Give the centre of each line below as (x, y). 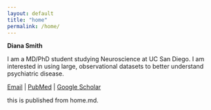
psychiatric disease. (36, 74)
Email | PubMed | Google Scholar (54, 87)
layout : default (30, 13)
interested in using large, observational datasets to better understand (105, 67)
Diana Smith (25, 46)
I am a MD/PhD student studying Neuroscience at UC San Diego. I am (106, 59)
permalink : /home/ (33, 26)
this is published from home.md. (53, 100)
